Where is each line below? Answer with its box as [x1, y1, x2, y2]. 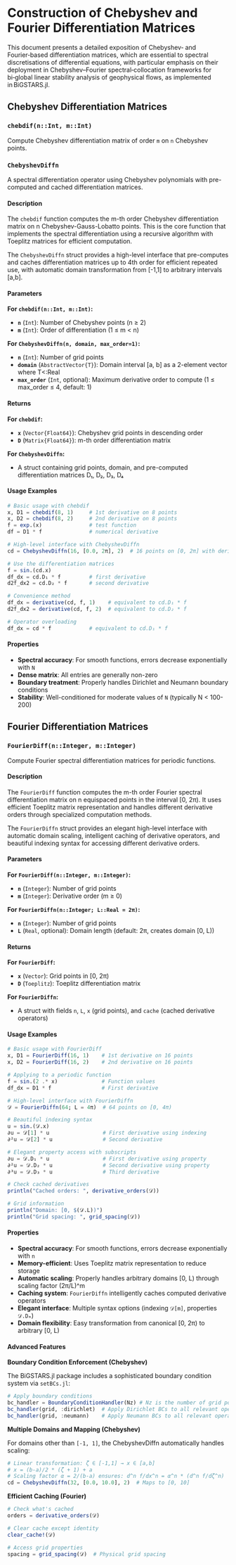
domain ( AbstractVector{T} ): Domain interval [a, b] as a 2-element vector [17, 361, 228, 369]
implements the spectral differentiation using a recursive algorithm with [7, 230, 214, 238]
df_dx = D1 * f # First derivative [7, 1084, 159, 1091]
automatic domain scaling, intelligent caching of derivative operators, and [7, 831, 220, 839]
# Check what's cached [7, 1506, 74, 1513]
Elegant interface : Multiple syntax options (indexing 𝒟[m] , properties [17, 1304, 218, 1313]
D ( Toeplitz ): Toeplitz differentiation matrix [17, 979, 141, 988]
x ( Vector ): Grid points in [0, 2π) [17, 972, 110, 980]
